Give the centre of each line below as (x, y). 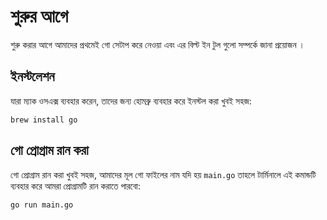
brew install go (44, 120)
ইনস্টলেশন (32, 76)
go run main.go (42, 205)
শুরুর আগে (39, 16)
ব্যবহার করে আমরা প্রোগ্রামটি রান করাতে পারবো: (76, 186)
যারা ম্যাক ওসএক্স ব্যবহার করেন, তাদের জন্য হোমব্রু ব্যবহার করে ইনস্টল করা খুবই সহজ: (131, 101)
